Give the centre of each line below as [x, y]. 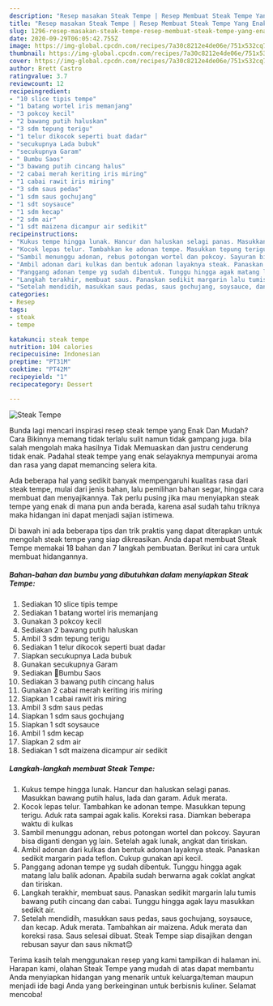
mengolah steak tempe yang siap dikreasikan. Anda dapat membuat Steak [133, 539]
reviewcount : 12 [36, 83]
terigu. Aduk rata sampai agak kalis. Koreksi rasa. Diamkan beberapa [136, 815]
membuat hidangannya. [49, 556]
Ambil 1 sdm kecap [52, 733]
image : [20, 46]
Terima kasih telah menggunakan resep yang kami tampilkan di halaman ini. [135, 960]
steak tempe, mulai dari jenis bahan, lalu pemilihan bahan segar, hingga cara [136, 489]
